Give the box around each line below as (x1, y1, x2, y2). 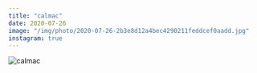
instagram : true (8, 34, 63, 43)
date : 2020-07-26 (8, 19, 67, 27)
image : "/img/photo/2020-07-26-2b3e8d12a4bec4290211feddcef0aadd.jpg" (8, 26, 250, 34)
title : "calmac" (8, 11, 63, 20)
